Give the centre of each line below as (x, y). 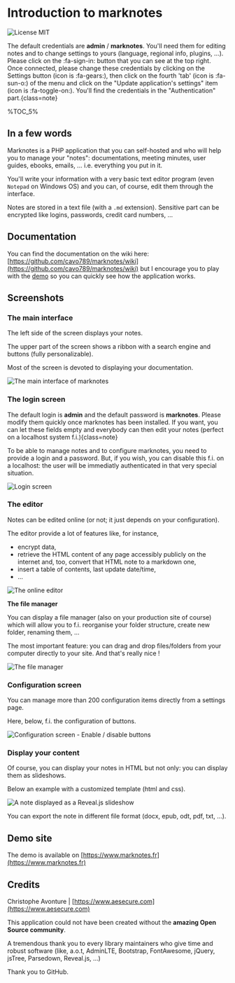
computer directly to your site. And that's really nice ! (84, 653)
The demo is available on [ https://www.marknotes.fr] (83, 855)
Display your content (43, 753)
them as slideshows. (37, 776)
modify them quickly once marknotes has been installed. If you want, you (113, 422)
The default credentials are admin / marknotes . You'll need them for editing (116, 46)
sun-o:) (18, 83)
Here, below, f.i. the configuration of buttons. (72, 721)
